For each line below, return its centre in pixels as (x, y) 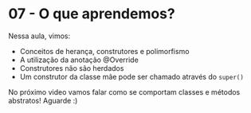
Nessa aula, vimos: (39, 36)
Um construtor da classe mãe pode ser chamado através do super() (132, 76)
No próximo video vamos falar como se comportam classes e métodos (124, 92)
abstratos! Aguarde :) (43, 100)
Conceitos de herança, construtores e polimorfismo (104, 51)
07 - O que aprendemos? (92, 14)
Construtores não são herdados (72, 68)
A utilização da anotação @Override (79, 60)
